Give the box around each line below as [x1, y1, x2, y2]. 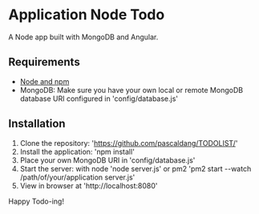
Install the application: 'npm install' [19, 147, 135, 156]
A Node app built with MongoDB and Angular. [8, 32, 159, 42]
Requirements [8, 55, 80, 69]
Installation [8, 117, 66, 131]
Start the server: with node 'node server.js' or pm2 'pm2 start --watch [19, 164, 252, 173]
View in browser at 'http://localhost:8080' [19, 180, 158, 190]
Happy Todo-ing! [8, 196, 64, 206]
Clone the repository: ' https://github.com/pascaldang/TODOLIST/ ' [19, 138, 238, 147]
